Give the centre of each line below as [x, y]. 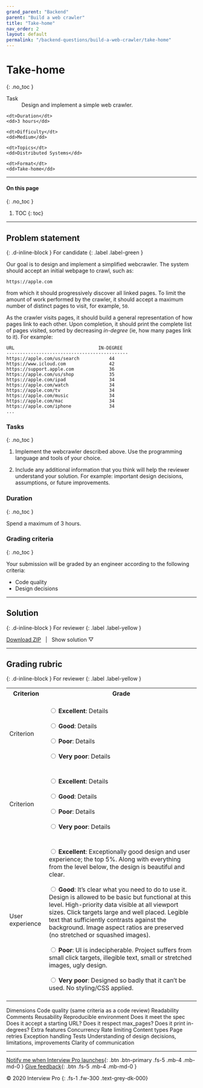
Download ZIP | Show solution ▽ [50, 639]
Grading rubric [34, 664]
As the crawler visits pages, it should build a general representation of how [99, 317]
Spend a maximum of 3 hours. [44, 523]
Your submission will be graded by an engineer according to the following [98, 564]
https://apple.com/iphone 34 [60, 406]
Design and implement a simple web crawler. [77, 105]
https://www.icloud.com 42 [60, 364]
